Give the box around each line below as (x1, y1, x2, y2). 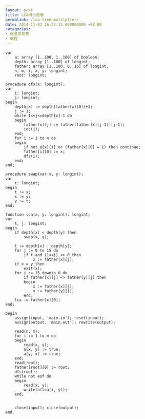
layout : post (5, 7, 33, 13)
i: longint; (14, 90, 40, 96)
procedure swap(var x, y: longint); (5, 172, 84, 177)
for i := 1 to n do (14, 136, 56, 141)
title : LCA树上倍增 (5, 12, 44, 17)
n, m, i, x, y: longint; (14, 68, 68, 73)
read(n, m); (14, 329, 40, 334)
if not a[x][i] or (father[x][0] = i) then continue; (24, 144, 141, 149)
